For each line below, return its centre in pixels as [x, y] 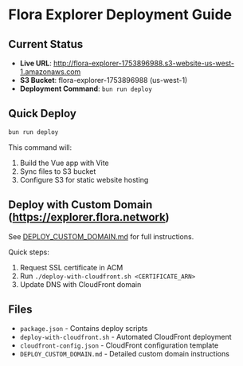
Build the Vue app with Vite [64, 163]
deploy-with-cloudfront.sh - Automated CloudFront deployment [126, 337]
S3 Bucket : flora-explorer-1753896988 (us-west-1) [104, 80]
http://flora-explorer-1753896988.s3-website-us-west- [144, 63]
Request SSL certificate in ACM [71, 267]
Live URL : [35, 63]
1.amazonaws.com [50, 72]
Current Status [46, 44]
